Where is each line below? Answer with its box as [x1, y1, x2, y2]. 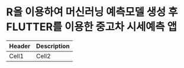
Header [9, 42, 31, 50]
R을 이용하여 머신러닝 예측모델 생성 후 [6, 5, 178, 19]
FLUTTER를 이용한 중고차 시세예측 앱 [6, 20, 177, 34]
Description [36, 42, 70, 50]
